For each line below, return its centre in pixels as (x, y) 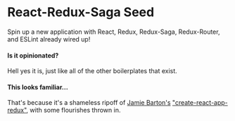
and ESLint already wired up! (49, 39)
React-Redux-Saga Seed (81, 12)
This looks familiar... (38, 87)
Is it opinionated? (33, 55)
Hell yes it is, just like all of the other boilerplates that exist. (92, 71)
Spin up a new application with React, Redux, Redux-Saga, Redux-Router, (114, 32)
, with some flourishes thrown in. (74, 110)
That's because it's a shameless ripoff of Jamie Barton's (89, 103)
